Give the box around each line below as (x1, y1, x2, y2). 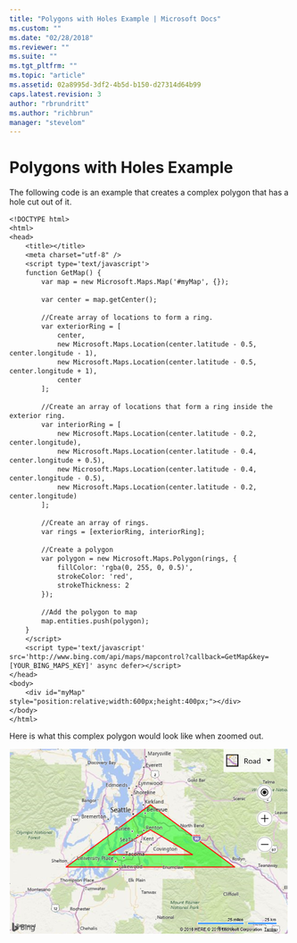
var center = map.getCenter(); (41, 296, 158, 305)
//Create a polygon (41, 546, 114, 555)
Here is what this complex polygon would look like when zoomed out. (9, 730, 264, 741)
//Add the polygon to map (41, 608, 138, 617)
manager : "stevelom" (9, 118, 87, 127)
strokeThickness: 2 (56, 581, 129, 590)
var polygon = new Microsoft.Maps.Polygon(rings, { (41, 555, 238, 563)
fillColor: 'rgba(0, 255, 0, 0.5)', (56, 563, 194, 572)
